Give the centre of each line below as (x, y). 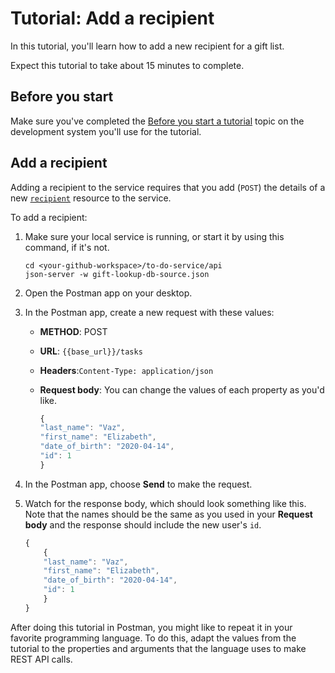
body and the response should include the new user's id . (143, 524)
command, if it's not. (67, 247)
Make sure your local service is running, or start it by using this (154, 236)
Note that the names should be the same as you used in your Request (168, 514)
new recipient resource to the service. (91, 198)
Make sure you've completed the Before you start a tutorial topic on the (157, 121)
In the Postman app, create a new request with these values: (149, 312)
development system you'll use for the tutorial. (106, 131)
